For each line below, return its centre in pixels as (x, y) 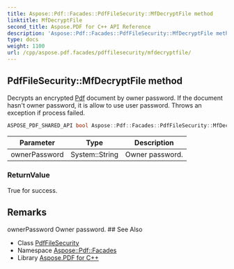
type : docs (23, 40)
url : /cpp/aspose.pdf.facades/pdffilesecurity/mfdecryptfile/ (99, 53)
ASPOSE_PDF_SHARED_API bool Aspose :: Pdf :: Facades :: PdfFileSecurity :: (110, 125)
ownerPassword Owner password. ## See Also (75, 229)
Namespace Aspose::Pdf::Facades (67, 250)
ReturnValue (29, 175)
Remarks (27, 213)
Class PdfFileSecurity (48, 242)
